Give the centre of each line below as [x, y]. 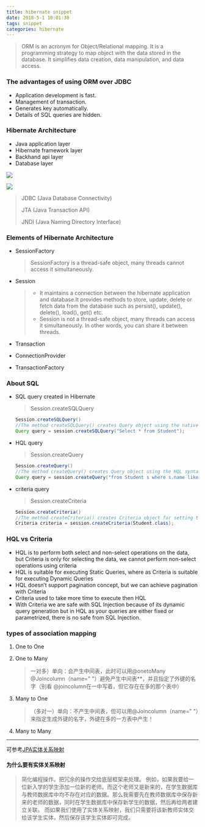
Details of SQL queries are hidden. [58, 114]
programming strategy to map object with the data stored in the [101, 53]
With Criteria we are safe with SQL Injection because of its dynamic [100, 604]
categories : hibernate [35, 29]
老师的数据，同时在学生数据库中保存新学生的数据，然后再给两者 [112, 803]
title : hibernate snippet [39, 12]
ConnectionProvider [40, 356]
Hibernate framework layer [49, 150]
